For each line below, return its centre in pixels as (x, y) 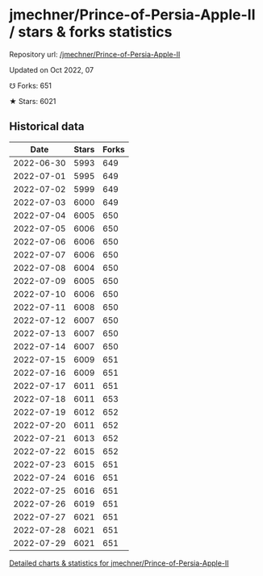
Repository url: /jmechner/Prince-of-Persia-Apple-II (95, 54)
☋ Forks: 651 (30, 86)
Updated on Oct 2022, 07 (52, 69)
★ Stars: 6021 (33, 101)
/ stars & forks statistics (91, 32)
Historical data (47, 127)
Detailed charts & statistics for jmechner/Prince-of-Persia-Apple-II (119, 563)
